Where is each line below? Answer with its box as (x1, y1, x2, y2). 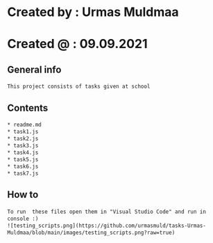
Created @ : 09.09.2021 (7, 36, 148, 52)
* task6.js (7, 163, 39, 170)
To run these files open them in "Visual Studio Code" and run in (7, 208, 207, 215)
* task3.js (7, 142, 39, 149)
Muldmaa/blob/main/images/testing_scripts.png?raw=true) (7, 229, 176, 236)
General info (7, 63, 62, 75)
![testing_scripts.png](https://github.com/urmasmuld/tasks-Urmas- (7, 222, 207, 229)
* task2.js (7, 135, 39, 142)
